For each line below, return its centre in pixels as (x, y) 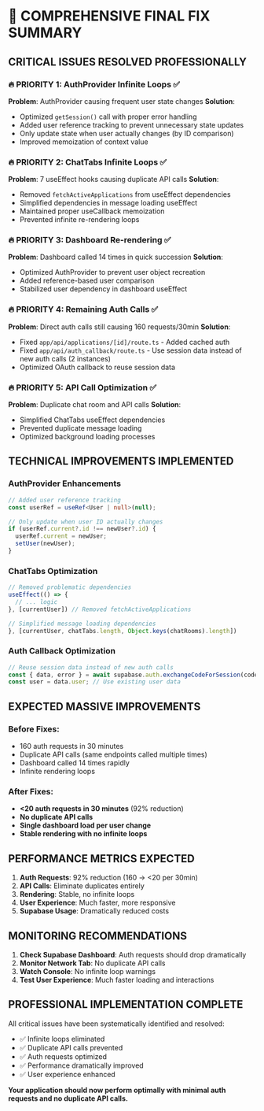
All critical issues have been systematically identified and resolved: (117, 1024)
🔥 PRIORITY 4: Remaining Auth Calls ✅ (83, 309)
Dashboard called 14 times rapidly (74, 763)
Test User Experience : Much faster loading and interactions (117, 980)
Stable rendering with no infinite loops (83, 834)
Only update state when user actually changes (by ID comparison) (126, 133)
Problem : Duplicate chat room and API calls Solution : (95, 405)
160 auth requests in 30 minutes (71, 746)
